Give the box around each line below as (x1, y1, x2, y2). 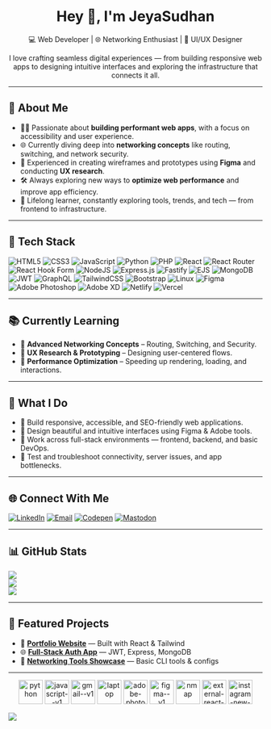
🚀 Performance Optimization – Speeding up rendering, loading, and (19, 357, 248, 367)
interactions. (19, 365, 62, 375)
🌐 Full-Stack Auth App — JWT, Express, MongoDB (19, 647, 192, 656)
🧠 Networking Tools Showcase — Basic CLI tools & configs (19, 656, 219, 665)
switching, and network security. (19, 149, 129, 158)
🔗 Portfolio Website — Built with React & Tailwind (19, 638, 186, 648)
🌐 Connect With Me (8, 492, 110, 505)
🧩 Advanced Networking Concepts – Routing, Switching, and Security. (19, 339, 257, 350)
